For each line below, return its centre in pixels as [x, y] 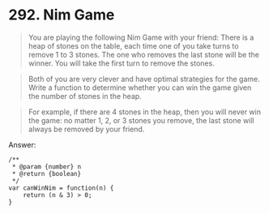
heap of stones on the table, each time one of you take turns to [133, 45]
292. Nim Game [62, 15]
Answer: [22, 144]
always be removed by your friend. [86, 129]
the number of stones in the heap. [85, 96]
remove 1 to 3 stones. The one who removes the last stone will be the [143, 54]
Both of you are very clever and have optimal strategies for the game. [144, 79]
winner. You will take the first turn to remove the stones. [121, 63]
